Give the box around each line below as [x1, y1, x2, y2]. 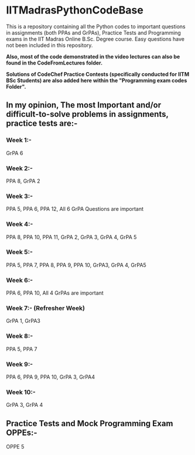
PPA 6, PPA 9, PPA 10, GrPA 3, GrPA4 [6, 373, 95, 380]
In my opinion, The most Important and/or [6, 100, 162, 110]
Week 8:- [6, 332, 33, 341]
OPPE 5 [6, 443, 25, 450]
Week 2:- [6, 164, 33, 172]
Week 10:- [6, 388, 36, 396]
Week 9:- [6, 360, 33, 368]
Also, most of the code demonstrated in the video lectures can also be [6, 53, 180, 60]
